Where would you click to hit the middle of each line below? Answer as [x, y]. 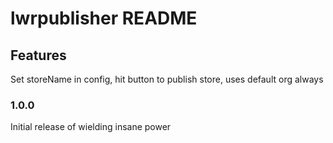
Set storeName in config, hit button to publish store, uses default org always [167, 79]
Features [38, 55]
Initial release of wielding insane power [91, 127]
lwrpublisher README [104, 18]
